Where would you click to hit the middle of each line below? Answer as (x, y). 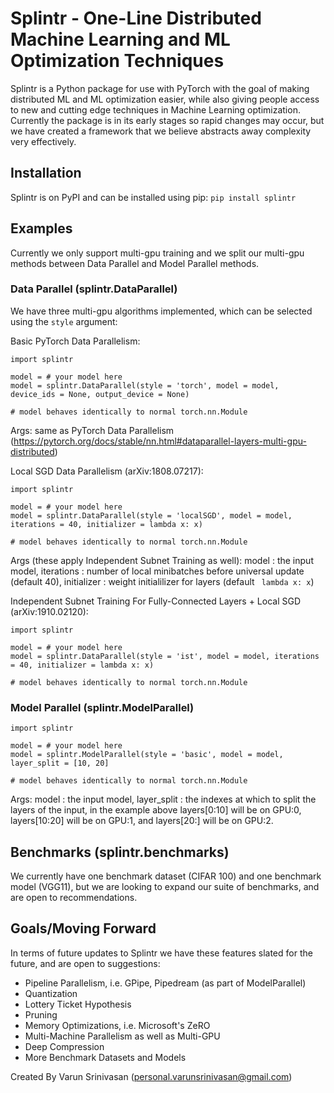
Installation (46, 173)
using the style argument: (64, 321)
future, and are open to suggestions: (85, 963)
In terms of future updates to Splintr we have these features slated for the (161, 953)
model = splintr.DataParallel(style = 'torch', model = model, (145, 385)
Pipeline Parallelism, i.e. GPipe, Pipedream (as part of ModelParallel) (165, 983)
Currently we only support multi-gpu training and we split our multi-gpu (157, 253)
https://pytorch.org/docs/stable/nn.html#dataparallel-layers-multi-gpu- (160, 441)
